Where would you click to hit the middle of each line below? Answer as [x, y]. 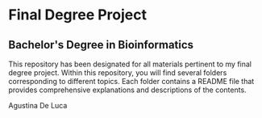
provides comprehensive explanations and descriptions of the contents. [128, 90]
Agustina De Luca [38, 105]
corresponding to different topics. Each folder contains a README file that [131, 81]
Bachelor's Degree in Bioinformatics [101, 45]
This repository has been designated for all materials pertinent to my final [130, 64]
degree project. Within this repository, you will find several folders [118, 73]
